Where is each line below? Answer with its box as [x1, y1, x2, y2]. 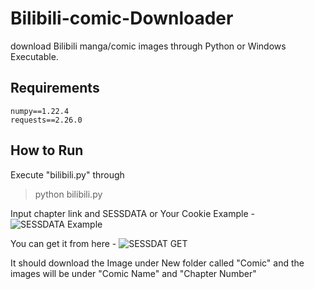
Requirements [10, 80, 100, 97]
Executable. [10, 50, 59, 62]
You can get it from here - [10, 237, 117, 249]
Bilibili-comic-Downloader [10, 7, 234, 30]
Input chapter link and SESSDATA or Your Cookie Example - [10, 207, 255, 219]
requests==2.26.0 [10, 115, 83, 125]
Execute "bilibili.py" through [10, 168, 125, 181]
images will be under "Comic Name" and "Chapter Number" [10, 267, 257, 279]
